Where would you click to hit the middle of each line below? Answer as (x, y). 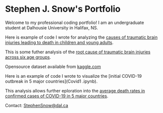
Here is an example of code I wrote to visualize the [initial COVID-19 (73, 76)
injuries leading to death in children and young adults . (59, 42)
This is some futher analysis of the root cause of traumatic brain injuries (78, 52)
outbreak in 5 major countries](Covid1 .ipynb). (51, 81)
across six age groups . (28, 57)
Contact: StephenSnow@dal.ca (37, 105)
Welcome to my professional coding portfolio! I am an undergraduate (75, 23)
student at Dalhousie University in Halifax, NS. (52, 27)
